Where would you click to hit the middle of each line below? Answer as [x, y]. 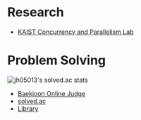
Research [36, 12]
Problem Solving [57, 60]
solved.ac [32, 101]
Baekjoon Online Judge [51, 93]
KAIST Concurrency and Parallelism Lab [75, 32]
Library [28, 108]
